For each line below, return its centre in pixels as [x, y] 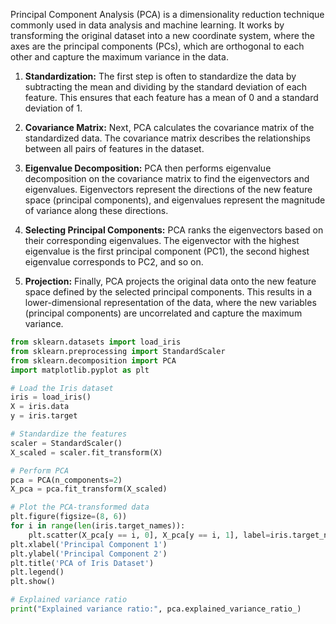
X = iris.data [40, 407]
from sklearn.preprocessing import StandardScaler [118, 351]
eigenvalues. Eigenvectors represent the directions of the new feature [168, 189]
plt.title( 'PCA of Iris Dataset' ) [82, 563]
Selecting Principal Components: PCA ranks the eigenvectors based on [174, 230]
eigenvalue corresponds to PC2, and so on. [114, 262]
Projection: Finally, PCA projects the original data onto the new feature [170, 281]
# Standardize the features [69, 434]
